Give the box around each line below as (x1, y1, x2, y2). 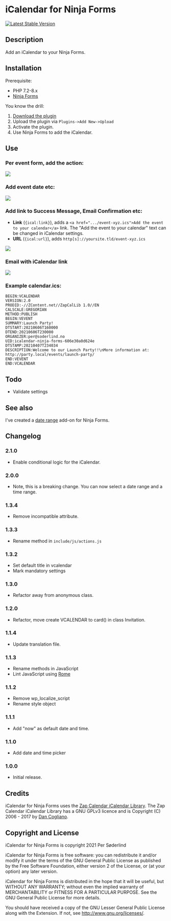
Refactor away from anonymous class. (12, 592, 94, 598)
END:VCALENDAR (5, 361, 36, 366)
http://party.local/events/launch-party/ (5, 352, 95, 357)
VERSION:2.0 (5, 298, 31, 304)
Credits (5, 789, 30, 798)
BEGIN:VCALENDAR (5, 294, 40, 299)
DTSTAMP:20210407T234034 (5, 343, 58, 348)
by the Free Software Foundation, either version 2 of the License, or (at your (5, 863, 165, 869)
